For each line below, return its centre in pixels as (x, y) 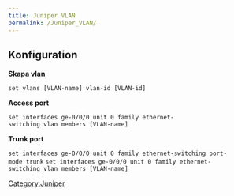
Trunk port (26, 139)
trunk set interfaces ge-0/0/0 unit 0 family (101, 162)
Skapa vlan (27, 74)
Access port (29, 103)
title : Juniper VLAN (42, 15)
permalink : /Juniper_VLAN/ (52, 23)
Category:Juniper (37, 183)
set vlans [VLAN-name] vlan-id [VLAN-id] (77, 89)
